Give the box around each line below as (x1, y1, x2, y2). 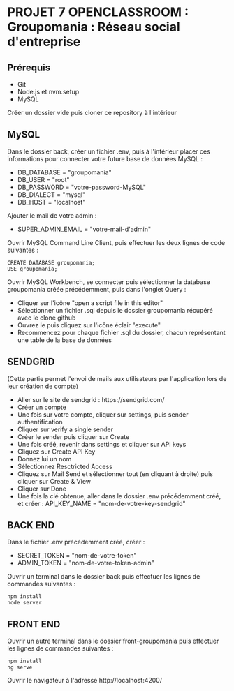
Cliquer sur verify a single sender (17, 425, 114, 433)
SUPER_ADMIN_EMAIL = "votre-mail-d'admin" (17, 225, 152, 233)
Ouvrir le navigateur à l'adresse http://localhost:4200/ (7, 676, 163, 685)
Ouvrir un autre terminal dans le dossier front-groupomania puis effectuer (7, 637, 219, 646)
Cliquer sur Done (17, 484, 66, 493)
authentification (17, 417, 63, 426)
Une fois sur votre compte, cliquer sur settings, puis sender (17, 410, 189, 419)
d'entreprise (7, 34, 81, 50)
